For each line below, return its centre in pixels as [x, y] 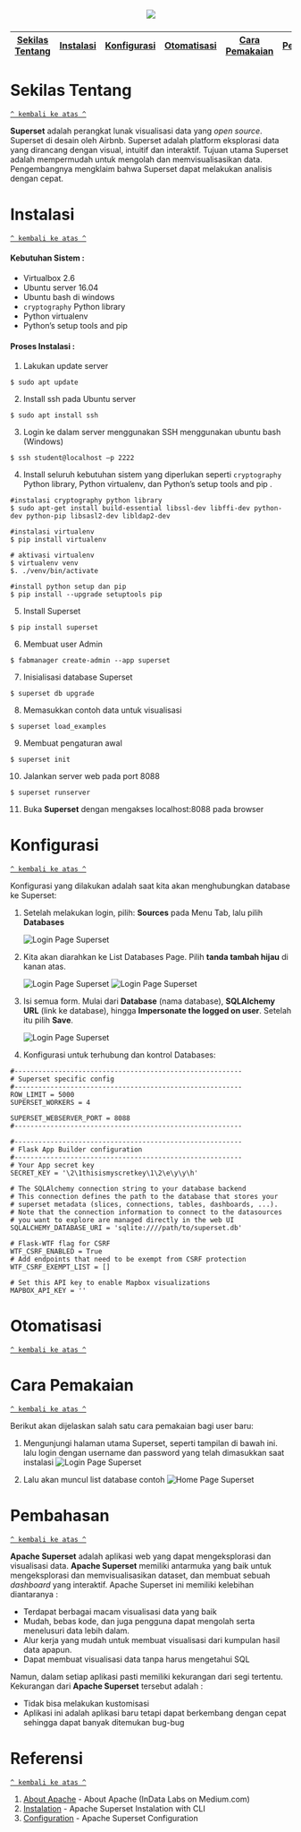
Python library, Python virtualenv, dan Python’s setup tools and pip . [148, 484]
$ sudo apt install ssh [54, 415]
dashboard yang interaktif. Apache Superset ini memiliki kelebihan [132, 1585]
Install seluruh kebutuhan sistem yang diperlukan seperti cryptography [152, 475]
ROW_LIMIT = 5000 [42, 1095]
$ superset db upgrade [52, 694]
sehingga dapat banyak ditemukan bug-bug [104, 1722]
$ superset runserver [50, 793]
